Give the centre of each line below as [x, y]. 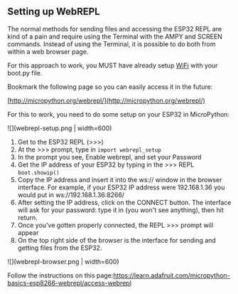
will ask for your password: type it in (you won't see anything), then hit [120, 210]
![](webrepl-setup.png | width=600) [60, 128]
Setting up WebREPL [54, 12]
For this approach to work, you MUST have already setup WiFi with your [113, 65]
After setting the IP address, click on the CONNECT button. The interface [124, 202]
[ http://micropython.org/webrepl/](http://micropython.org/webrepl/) [107, 100]
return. [27, 217]
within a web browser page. [48, 51]
